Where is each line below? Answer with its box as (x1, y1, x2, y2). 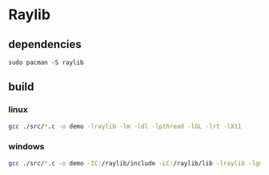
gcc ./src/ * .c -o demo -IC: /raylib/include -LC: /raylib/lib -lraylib (8, 159, 246, 167)
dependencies (8, 38, 82, 51)
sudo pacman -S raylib (8, 58, 84, 66)
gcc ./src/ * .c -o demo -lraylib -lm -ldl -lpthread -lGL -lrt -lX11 (8, 122, 242, 130)
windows (8, 141, 45, 153)
